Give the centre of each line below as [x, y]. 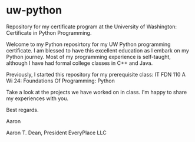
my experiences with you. [37, 98]
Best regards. [22, 110]
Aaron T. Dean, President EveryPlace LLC [57, 133]
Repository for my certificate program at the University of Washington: [92, 27]
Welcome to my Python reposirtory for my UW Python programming [88, 44]
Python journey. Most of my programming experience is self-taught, [88, 57]
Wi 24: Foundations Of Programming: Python [60, 81]
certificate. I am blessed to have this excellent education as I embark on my [98, 50]
